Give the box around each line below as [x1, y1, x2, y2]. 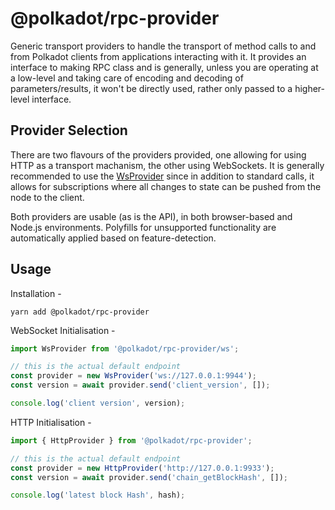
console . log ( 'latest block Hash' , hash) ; [10, 490, 186, 501]
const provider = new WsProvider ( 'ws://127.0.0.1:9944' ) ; [10, 371, 257, 381]
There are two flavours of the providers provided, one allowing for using [10, 148, 307, 161]
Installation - [10, 287, 62, 299]
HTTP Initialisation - [10, 416, 92, 428]
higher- [294, 82, 325, 94]
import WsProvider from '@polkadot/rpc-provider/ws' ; [10, 343, 240, 354]
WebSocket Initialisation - [10, 324, 116, 336]
